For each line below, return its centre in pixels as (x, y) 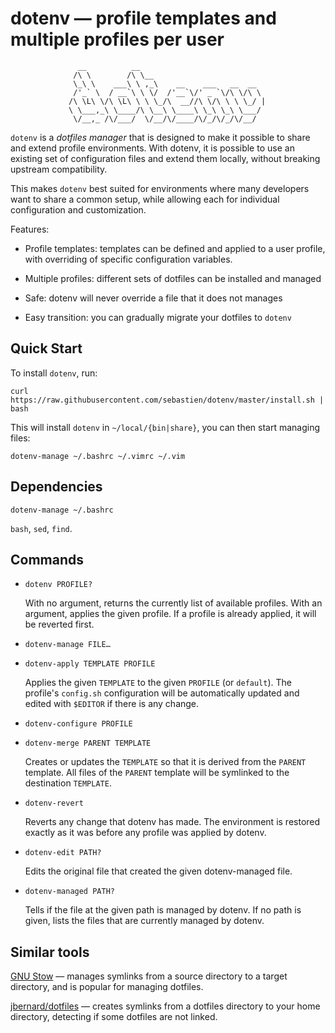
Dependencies (56, 487)
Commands (47, 559)
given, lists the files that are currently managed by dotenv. (144, 921)
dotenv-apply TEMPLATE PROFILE (90, 664)
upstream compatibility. (59, 169)
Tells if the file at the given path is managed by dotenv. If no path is (163, 910)
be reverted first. (59, 624)
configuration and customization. (78, 209)
